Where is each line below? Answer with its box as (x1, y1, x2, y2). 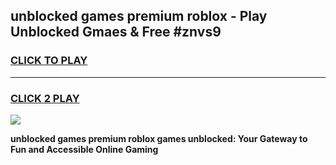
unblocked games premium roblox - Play (10, 8, 268, 25)
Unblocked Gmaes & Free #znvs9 (10, 24, 222, 41)
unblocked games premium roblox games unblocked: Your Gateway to (10, 132, 308, 144)
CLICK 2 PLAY (10, 91, 80, 105)
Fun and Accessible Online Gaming (10, 143, 159, 155)
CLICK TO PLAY (10, 54, 88, 68)
